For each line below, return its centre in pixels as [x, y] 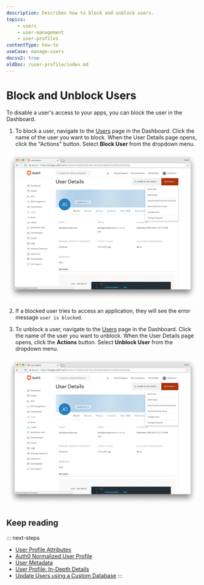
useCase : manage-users [35, 52]
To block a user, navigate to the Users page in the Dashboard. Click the [105, 131]
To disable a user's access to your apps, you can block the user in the [94, 112]
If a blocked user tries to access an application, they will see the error [103, 311]
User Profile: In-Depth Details [52, 569]
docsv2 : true [23, 58]
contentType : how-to [33, 45]
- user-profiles [38, 39]
